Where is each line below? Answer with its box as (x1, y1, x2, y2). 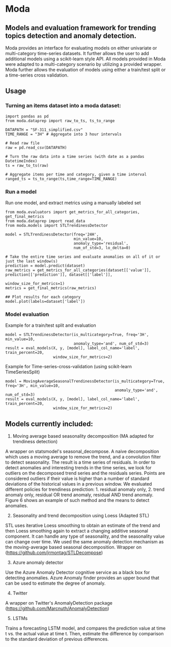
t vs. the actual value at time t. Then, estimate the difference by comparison (5, 631, 164, 637)
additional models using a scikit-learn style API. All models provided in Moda (5, 56, 166, 62)
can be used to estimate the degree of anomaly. (5, 580, 106, 586)
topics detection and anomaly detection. (5, 31, 136, 40)
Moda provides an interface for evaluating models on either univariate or (5, 45, 157, 51)
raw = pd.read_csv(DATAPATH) (5, 145, 67, 150)
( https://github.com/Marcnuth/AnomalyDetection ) (5, 606, 109, 612)
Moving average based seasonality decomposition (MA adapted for (12, 433, 154, 439)
